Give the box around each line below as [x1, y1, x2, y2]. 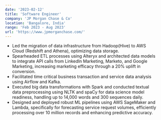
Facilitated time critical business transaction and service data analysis [12, 74, 151, 79]
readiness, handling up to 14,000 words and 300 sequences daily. [12, 94, 144, 100]
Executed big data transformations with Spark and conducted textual [12, 84, 149, 90]
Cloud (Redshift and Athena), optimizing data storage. [12, 48, 119, 54]
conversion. [12, 69, 36, 74]
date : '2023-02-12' [5, 7, 44, 12]
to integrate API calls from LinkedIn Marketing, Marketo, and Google [12, 59, 147, 64]
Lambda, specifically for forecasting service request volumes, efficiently [12, 105, 156, 110]
